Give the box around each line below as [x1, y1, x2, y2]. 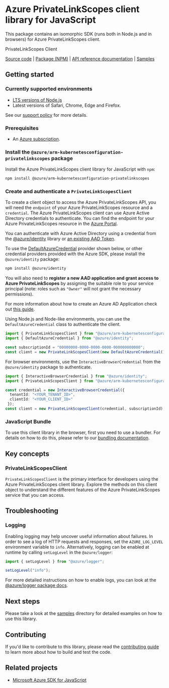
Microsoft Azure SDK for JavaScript [12, 677, 87, 683]
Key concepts [5, 449, 49, 458]
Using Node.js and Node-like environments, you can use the [5, 316, 130, 322]
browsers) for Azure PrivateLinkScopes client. [5, 36, 101, 42]
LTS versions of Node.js [12, 97, 62, 103]
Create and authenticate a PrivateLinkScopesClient [5, 188, 132, 195]
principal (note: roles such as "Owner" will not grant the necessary [5, 286, 141, 292]
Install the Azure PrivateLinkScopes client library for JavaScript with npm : [5, 166, 155, 172]
